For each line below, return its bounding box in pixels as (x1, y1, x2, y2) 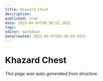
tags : (5, 25, 16, 30)
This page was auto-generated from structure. (5, 70, 99, 76)
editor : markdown (5, 29, 40, 34)
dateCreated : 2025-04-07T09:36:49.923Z (5, 34, 86, 39)
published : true (5, 16, 38, 21)
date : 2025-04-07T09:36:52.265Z (5, 20, 70, 26)
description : (5, 12, 32, 16)
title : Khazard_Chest (5, 7, 49, 12)
